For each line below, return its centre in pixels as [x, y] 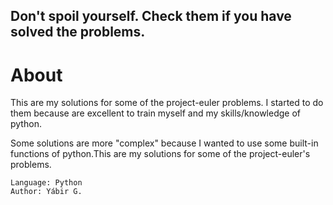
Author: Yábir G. [46, 192]
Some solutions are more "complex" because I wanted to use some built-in [164, 143]
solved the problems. [78, 32]
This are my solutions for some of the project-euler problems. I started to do [167, 103]
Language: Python [46, 183]
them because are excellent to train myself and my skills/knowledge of [155, 113]
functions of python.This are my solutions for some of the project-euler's [160, 154]
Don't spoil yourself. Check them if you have [151, 16]
